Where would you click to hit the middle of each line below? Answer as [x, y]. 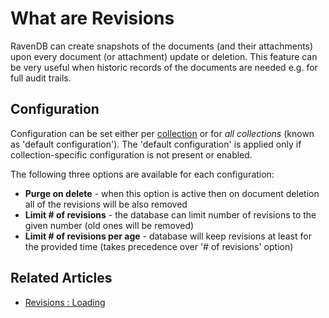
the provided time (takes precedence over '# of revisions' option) [159, 246]
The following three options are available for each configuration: [142, 174]
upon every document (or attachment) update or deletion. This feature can [164, 56]
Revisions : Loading [65, 302]
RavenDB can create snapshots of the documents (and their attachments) [162, 46]
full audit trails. [41, 78]
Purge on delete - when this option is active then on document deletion [172, 193]
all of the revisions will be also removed [106, 204]
